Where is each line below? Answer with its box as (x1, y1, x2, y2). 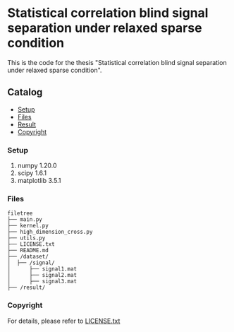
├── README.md (7, 247, 49, 254)
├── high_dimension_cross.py (7, 228, 93, 236)
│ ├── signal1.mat (7, 266, 78, 273)
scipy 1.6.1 (17, 169, 47, 177)
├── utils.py (7, 235, 46, 242)
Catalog (7, 86, 43, 98)
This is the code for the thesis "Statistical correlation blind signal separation (7, 58, 227, 66)
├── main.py (7, 216, 42, 223)
